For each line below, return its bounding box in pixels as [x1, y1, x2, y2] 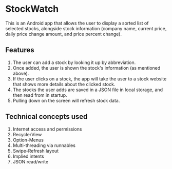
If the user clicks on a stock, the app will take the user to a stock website [12, 75, 167, 82]
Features [5, 46, 34, 54]
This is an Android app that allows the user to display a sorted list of [5, 20, 149, 26]
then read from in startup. [12, 92, 68, 98]
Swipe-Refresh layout [12, 147, 59, 154]
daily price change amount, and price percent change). [5, 31, 122, 37]
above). [12, 70, 29, 76]
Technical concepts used [5, 112, 88, 121]
